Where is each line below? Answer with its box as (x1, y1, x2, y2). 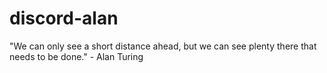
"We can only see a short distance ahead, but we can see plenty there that (9, 40, 317, 52)
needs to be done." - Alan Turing (9, 50, 144, 62)
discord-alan (9, 7, 119, 30)
